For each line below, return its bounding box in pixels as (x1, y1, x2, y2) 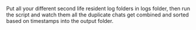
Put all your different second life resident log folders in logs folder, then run (6, 5, 191, 12)
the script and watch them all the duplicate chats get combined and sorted (6, 11, 189, 18)
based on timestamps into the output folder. (6, 18, 114, 24)
